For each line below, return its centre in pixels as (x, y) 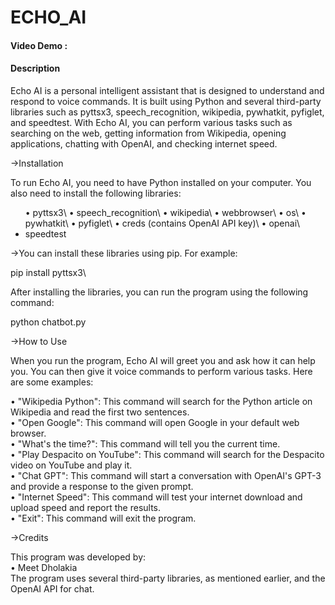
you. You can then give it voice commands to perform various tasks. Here (161, 371)
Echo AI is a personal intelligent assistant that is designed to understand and (167, 90)
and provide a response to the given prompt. (102, 486)
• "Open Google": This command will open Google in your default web (155, 422)
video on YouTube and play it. (71, 465)
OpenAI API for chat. (52, 588)
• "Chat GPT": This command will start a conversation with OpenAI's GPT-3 (166, 475)
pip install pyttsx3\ (48, 272)
